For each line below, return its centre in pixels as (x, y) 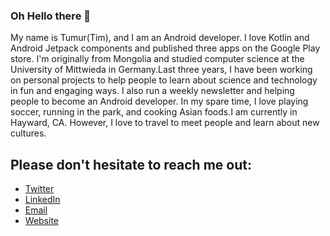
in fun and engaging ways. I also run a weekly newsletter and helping (152, 91)
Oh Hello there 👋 (50, 16)
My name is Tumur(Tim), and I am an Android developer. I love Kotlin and (160, 38)
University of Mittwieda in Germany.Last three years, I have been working (161, 70)
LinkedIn (42, 200)
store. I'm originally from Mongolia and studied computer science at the (157, 59)
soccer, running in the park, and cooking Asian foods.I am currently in (154, 112)
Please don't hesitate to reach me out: (131, 164)
